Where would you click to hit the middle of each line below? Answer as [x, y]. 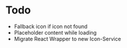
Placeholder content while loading [55, 32]
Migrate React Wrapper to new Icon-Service [67, 39]
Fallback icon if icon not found [51, 26]
